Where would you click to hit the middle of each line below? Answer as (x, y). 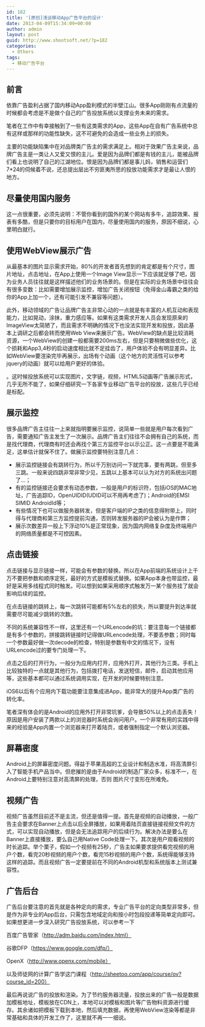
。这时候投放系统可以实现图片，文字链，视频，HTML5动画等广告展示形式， (101, 376)
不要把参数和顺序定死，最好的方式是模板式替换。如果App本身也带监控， (102, 578)
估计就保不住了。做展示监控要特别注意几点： (84, 451)
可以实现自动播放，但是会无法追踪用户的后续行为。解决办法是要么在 (102, 831)
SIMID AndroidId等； (41, 502)
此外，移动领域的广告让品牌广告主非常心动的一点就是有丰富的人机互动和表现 (103, 310)
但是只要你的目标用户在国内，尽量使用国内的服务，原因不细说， (113, 222)
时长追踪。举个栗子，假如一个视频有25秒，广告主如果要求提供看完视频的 (98, 847)
